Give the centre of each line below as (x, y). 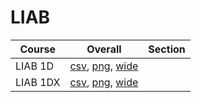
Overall (104, 49)
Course (38, 49)
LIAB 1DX (38, 82)
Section (167, 49)
